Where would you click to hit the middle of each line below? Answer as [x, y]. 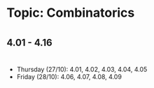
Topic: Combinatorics [71, 13]
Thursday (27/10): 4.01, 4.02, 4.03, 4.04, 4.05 [82, 69]
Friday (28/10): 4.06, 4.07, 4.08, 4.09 [69, 76]
